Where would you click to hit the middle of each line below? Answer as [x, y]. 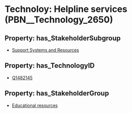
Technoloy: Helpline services [66, 9]
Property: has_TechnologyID [50, 66]
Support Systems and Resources [45, 50]
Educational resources [35, 105]
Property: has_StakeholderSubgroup [63, 38]
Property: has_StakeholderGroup [57, 93]
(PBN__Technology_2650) [59, 20]
